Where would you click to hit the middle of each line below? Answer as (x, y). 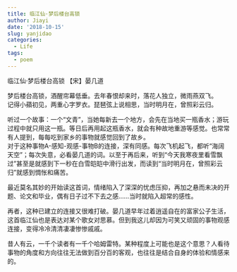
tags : (15, 54)
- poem (23, 60)
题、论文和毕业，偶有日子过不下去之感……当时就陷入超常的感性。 (102, 196)
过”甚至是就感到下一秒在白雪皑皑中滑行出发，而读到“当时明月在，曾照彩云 (115, 163)
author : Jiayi (28, 20)
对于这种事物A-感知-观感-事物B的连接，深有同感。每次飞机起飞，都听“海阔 (116, 146)
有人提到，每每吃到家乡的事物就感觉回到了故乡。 (78, 137)
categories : (25, 40)
